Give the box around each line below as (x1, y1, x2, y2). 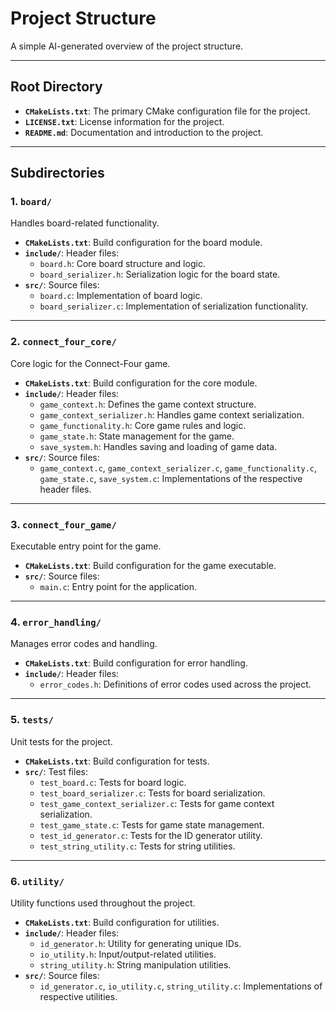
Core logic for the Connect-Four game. (10, 357, 171, 369)
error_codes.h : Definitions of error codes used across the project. (39, 678, 312, 691)
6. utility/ (10, 874, 65, 888)
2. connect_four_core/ (10, 335, 117, 349)
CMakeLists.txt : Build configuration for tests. (24, 755, 210, 767)
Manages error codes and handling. (10, 638, 158, 650)
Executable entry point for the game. (10, 540, 162, 552)
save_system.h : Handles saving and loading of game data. (39, 440, 278, 452)
